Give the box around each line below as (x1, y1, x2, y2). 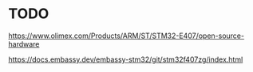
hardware (8, 39, 40, 48)
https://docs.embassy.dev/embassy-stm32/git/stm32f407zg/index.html (8, 55, 243, 64)
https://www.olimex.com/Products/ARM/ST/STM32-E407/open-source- (8, 31, 245, 40)
